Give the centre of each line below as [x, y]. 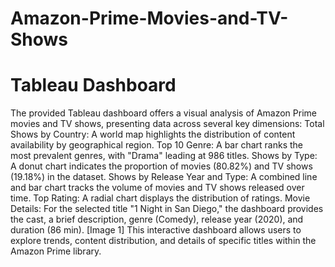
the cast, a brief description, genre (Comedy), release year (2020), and [157, 219]
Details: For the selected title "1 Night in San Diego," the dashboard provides [167, 209]
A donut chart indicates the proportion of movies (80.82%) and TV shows [161, 166]
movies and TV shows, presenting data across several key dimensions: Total [167, 124]
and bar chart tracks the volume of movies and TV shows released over [157, 188]
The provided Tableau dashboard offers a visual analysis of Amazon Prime [163, 113]
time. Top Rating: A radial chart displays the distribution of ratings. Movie [160, 198]
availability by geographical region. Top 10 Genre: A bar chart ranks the [157, 145]
